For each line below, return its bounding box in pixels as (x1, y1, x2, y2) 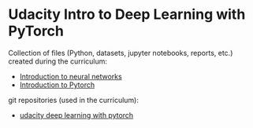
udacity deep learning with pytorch (19, 110, 134, 119)
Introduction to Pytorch (19, 80, 95, 90)
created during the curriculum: (8, 57, 108, 66)
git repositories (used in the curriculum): (8, 95, 140, 104)
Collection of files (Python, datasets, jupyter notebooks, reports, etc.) (8, 48, 233, 57)
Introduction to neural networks (19, 71, 122, 81)
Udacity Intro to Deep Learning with (8, 5, 246, 24)
